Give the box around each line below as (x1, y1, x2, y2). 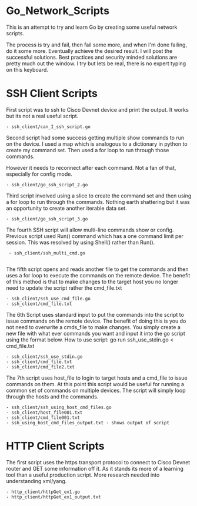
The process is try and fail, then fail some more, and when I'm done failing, (6, 41, 187, 48)
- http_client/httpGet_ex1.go (6, 489, 81, 495)
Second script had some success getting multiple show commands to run (6, 134, 184, 141)
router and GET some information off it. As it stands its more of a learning (6, 465, 184, 472)
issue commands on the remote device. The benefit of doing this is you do (6, 317, 186, 324)
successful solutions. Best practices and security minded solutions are (6, 53, 178, 61)
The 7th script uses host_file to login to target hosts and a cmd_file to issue (6, 374, 188, 381)
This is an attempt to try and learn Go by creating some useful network (6, 24, 178, 31)
